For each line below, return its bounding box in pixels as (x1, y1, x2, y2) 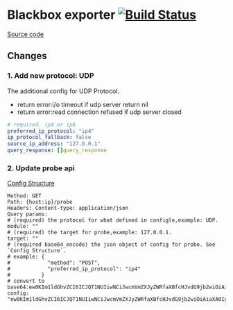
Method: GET (7, 193, 42, 199)
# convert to (7, 278, 45, 285)
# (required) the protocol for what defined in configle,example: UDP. (7, 217, 218, 224)
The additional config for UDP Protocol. (7, 87, 120, 95)
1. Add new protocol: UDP (7, 71, 95, 81)
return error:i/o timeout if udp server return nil (17, 100, 148, 108)
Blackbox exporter (7, 7, 116, 23)
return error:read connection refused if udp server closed (17, 108, 182, 116)
